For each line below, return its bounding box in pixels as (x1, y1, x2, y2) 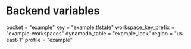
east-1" (6, 36, 24, 43)
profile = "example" (24, 36, 73, 43)
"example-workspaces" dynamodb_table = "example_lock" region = (6, 30, 173, 37)
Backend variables (6, 4, 100, 18)
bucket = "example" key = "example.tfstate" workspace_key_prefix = (6, 24, 175, 31)
